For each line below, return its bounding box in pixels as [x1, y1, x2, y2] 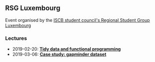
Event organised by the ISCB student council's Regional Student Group [5, 17, 150, 23]
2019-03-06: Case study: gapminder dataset [12, 52, 107, 58]
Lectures [5, 35, 27, 42]
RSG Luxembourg [5, 4, 61, 12]
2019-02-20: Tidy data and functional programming [12, 46, 121, 52]
